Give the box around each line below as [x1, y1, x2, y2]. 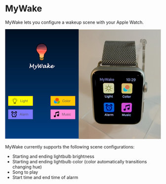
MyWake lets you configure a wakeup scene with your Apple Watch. [5, 19, 144, 25]
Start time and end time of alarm [12, 174, 78, 180]
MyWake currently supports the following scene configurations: [5, 144, 135, 149]
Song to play [12, 169, 39, 175]
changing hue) [12, 164, 42, 170]
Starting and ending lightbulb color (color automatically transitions [12, 158, 147, 164]
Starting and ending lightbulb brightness [12, 153, 95, 159]
